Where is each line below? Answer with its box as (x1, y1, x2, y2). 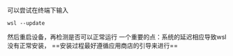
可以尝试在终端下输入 (7, 6, 68, 14)
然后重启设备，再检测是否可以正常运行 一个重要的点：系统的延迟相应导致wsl (7, 33, 227, 41)
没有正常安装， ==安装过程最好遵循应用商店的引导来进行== (7, 41, 178, 50)
